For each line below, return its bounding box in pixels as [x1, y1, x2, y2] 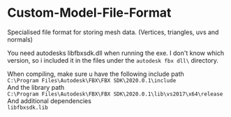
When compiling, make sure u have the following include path [7, 70, 185, 78]
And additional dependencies [7, 96, 92, 105]
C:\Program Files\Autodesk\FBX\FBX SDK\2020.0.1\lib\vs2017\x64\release [7, 91, 223, 97]
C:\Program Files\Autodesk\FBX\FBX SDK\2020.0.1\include [7, 77, 177, 84]
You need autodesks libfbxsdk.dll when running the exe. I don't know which [7, 49, 225, 57]
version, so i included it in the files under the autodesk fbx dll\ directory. [7, 56, 218, 64]
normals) [7, 35, 33, 43]
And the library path [7, 83, 65, 91]
